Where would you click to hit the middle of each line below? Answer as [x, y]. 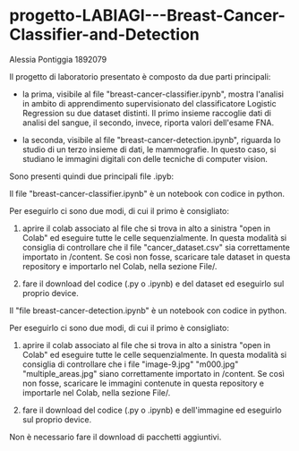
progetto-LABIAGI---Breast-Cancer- [148, 16]
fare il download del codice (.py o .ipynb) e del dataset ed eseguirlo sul [153, 284]
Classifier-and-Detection [104, 34]
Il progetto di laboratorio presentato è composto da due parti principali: [140, 76]
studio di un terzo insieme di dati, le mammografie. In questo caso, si [149, 149]
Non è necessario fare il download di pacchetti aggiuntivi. [115, 437]
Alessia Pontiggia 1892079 [58, 59]
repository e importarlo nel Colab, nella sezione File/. [120, 266]
